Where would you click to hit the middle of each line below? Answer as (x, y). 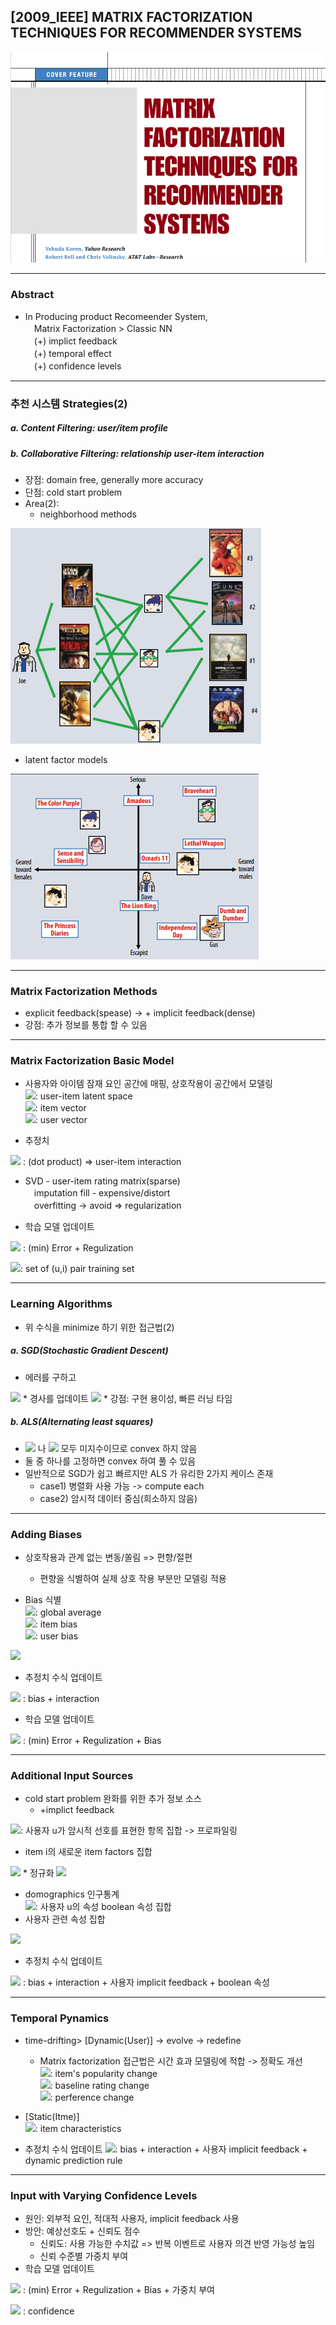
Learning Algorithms (61, 1304)
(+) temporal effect (72, 353)
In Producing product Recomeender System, (116, 316)
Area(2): (42, 503)
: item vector (60, 1108)
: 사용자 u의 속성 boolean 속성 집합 (103, 1907)
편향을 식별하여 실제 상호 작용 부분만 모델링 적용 (133, 1579)
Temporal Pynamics (60, 2018)
